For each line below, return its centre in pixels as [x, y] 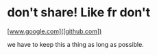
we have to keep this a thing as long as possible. [75, 44]
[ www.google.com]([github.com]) [55, 31]
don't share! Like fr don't [79, 13]
